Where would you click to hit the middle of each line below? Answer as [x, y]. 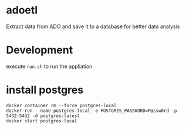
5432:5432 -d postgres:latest [43, 116]
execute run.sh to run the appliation [49, 66]
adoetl [22, 10]
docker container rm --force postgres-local [61, 105]
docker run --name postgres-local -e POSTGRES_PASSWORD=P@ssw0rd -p [92, 111]
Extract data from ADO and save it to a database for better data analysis [93, 26]
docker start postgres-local [42, 121]
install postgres [45, 90]
